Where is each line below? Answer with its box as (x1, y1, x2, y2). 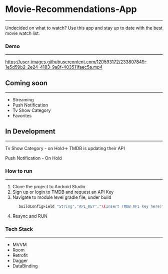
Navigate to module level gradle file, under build (12, 194, 111, 200)
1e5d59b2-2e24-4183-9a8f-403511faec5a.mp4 (5, 64, 103, 70)
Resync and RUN (12, 213, 47, 219)
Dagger (12, 257, 28, 264)
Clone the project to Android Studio (12, 184, 86, 190)
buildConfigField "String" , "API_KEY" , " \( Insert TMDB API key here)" (18, 204, 164, 209)
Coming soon (5, 79, 48, 87)
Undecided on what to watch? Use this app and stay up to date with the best (5, 25, 163, 31)
